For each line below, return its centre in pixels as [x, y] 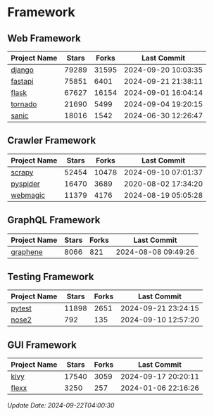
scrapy [22, 172]
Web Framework [44, 38]
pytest [21, 308]
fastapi [22, 81]
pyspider [25, 184]
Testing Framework [51, 277]
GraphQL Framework [54, 220]
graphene [27, 252]
